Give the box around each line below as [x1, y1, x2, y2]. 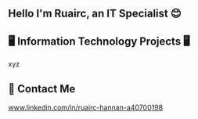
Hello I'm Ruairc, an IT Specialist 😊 [8, 7, 182, 20]
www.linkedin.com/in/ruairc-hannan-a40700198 [8, 103, 164, 113]
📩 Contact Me [8, 82, 76, 96]
